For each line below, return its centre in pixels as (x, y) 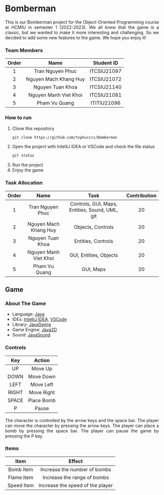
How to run (18, 118)
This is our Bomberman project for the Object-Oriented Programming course (82, 22)
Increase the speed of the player (76, 485)
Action (42, 360)
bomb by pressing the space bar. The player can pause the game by (82, 430)
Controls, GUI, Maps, (94, 203)
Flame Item (21, 477)
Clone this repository (33, 128)
